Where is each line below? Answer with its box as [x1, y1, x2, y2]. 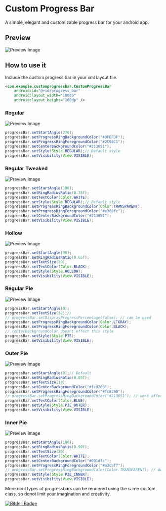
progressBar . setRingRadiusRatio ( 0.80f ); [5, 375, 90, 380]
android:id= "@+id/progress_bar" [14, 89, 81, 93]
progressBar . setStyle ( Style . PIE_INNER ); [5, 472, 90, 477]
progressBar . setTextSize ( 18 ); [5, 379, 68, 385]
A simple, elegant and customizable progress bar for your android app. [5, 19, 149, 25]
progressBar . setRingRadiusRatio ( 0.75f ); [5, 190, 90, 195]
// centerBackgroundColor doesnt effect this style [5, 329, 114, 334]
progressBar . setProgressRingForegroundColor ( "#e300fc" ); [5, 209, 125, 214]
